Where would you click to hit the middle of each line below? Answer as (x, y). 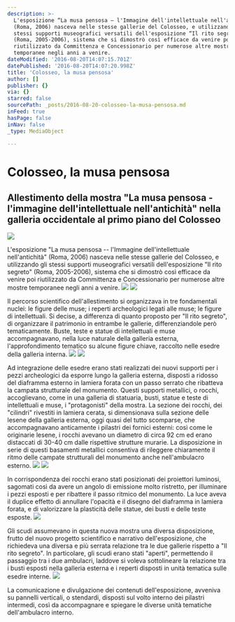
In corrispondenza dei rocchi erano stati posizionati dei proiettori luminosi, (114, 479)
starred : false (29, 99)
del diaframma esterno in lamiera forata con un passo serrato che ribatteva (115, 383)
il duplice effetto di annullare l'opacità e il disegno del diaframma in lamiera (115, 501)
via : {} (19, 92)
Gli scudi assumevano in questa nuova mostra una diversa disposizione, (111, 531)
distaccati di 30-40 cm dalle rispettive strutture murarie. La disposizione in (115, 442)
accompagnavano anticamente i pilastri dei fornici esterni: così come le (110, 428)
